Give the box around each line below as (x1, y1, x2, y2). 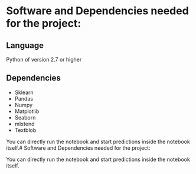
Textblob (14, 126, 37, 134)
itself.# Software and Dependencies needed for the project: (6, 144, 151, 152)
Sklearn (14, 89, 34, 96)
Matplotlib (14, 108, 40, 115)
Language (6, 40, 44, 50)
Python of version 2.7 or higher (6, 56, 82, 63)
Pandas (14, 95, 34, 102)
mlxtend (14, 120, 35, 127)
